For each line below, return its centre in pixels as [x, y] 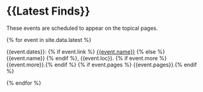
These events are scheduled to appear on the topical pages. [82, 28]
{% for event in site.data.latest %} [49, 40]
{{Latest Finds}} [48, 11]
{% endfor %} [24, 83]
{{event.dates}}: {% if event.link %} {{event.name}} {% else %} [86, 51]
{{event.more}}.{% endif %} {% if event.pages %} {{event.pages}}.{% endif [102, 65]
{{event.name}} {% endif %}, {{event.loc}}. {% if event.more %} [87, 58]
